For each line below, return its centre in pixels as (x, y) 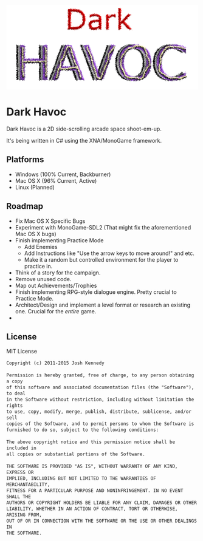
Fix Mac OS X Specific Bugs (50, 221)
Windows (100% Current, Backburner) (63, 174)
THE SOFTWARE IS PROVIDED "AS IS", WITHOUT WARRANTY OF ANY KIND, (92, 466)
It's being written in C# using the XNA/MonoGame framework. (84, 141)
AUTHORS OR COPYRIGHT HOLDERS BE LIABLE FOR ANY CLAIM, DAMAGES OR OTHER (102, 503)
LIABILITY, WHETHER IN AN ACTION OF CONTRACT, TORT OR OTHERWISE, (92, 509)
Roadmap (25, 206)
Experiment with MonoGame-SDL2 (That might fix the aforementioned (103, 227)
